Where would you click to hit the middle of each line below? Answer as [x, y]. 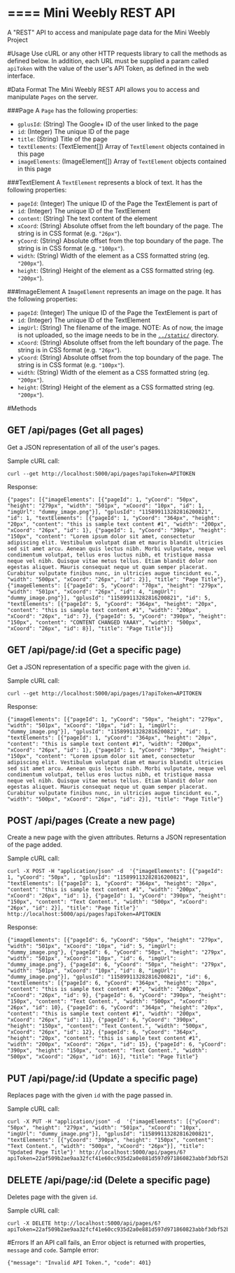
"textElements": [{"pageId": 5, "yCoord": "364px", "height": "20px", [112, 604]
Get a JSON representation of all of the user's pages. [84, 447]
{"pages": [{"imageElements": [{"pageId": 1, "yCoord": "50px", [103, 500]
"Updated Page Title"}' [42, 1152]
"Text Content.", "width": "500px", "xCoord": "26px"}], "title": [106, 1146]
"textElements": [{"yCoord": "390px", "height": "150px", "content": [111, 1140]
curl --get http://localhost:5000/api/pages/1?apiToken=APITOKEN [104, 693]
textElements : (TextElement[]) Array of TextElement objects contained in [121, 146]
